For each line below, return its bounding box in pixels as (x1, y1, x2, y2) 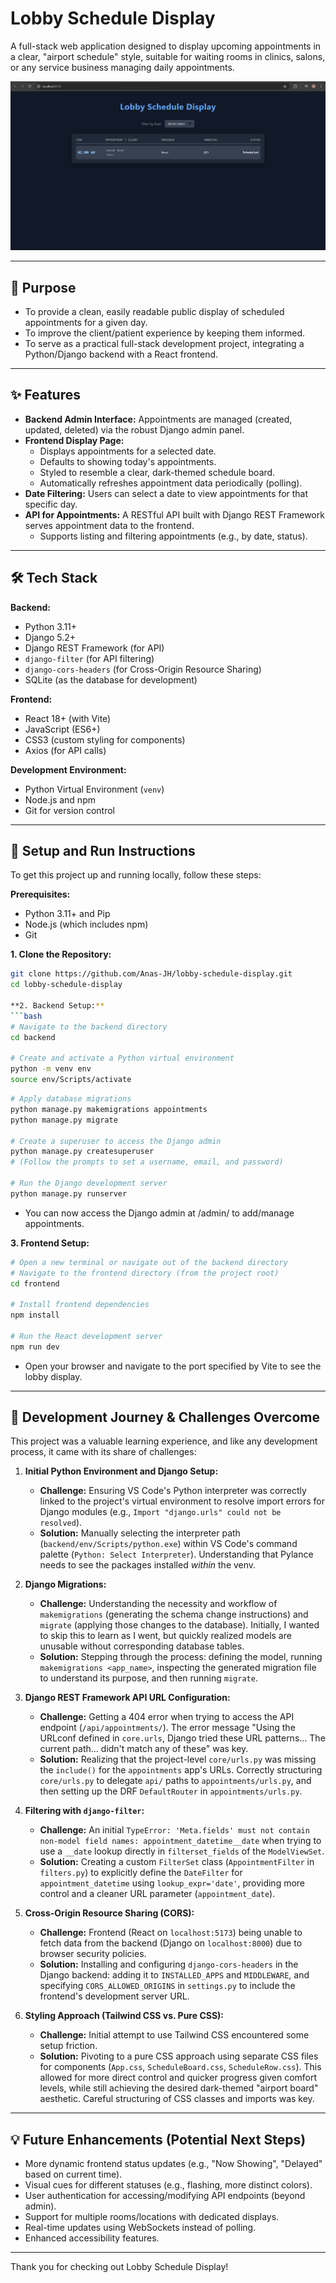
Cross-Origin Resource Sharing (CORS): (24, 1907, 195, 1919)
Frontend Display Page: (24, 434, 125, 446)
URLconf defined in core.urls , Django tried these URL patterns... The (39, 1732, 326, 1744)
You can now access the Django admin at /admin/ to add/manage (24, 1207, 295, 1219)
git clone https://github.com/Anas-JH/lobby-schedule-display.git (10, 969, 293, 979)
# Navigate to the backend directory (10, 1022, 168, 1032)
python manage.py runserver (10, 1188, 128, 1199)
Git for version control (24, 804, 116, 816)
